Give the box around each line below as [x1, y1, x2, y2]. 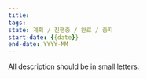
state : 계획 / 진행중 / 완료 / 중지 [8, 26, 114, 34]
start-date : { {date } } [8, 33, 79, 41]
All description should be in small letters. [8, 62, 140, 71]
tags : [8, 19, 26, 27]
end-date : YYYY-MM [8, 41, 68, 48]
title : [8, 11, 30, 20]
